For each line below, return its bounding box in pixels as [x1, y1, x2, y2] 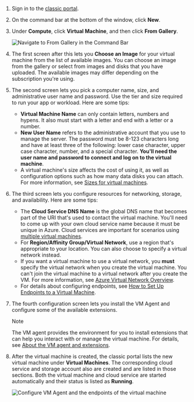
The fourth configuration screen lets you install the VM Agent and [11, 300, 170, 307]
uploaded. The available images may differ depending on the [11, 69, 159, 76]
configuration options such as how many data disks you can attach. [20, 173, 184, 179]
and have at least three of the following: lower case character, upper [20, 142, 186, 148]
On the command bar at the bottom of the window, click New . [11, 16, 161, 23]
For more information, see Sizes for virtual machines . [20, 179, 148, 186]
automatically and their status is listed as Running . [11, 378, 134, 384]
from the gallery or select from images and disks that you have [11, 63, 164, 70]
